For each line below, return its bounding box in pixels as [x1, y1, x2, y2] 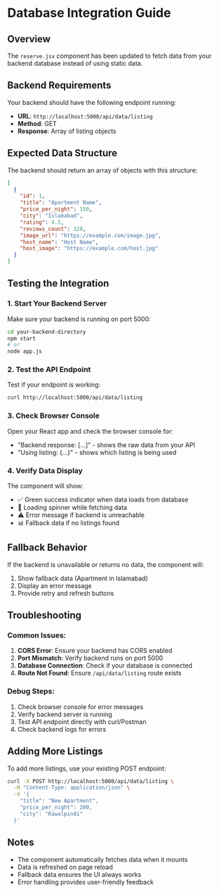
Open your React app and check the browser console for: [7, 427, 173, 435]
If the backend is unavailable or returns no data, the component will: [7, 560, 204, 568]
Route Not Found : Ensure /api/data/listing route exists [17, 669, 182, 677]
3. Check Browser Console [7, 411, 100, 420]
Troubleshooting [7, 609, 82, 621]
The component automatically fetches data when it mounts [17, 855, 188, 863]
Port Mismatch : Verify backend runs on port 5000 [17, 654, 164, 663]
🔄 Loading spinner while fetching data [17, 503, 128, 511]
